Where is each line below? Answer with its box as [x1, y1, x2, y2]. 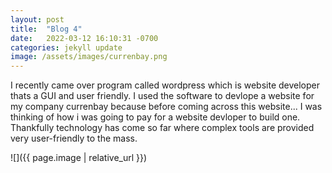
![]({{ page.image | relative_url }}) [10, 152, 148, 164]
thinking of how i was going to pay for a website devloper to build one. [10, 111, 301, 123]
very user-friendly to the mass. [10, 132, 138, 145]
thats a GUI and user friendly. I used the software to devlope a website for [10, 90, 315, 102]
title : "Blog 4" [10, 24, 83, 34]
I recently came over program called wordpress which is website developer [10, 79, 321, 91]
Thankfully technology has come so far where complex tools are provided [10, 122, 315, 134]
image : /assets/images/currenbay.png [10, 52, 168, 62]
